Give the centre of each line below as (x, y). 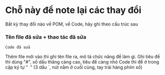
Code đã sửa (18, 47)
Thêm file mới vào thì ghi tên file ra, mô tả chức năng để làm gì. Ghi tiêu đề (83, 56)
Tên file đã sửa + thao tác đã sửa (46, 37)
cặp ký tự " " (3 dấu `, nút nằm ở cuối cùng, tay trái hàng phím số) (74, 67)
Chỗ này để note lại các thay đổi (73, 10)
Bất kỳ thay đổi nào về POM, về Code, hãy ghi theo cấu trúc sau (72, 24)
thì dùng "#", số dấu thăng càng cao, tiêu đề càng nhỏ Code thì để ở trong (82, 62)
